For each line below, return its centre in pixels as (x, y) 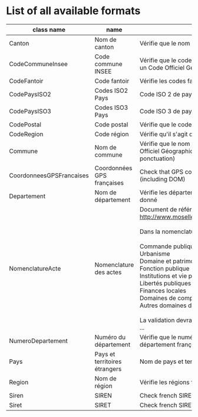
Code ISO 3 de (160, 111)
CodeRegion (26, 134)
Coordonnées (113, 168)
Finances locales (163, 291)
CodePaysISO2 (30, 94)
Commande (156, 246)
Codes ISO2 (111, 90)
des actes (108, 272)
